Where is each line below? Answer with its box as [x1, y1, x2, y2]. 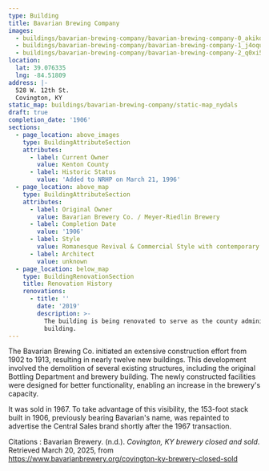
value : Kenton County [37, 161, 110, 169]
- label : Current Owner [29, 153, 110, 161]
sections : [8, 123, 42, 131]
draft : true [8, 109, 48, 117]
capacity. [8, 389, 39, 399]
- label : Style [29, 235, 81, 244]
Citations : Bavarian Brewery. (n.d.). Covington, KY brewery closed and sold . [8, 437, 260, 447]
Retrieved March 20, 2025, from [8, 445, 114, 455]
